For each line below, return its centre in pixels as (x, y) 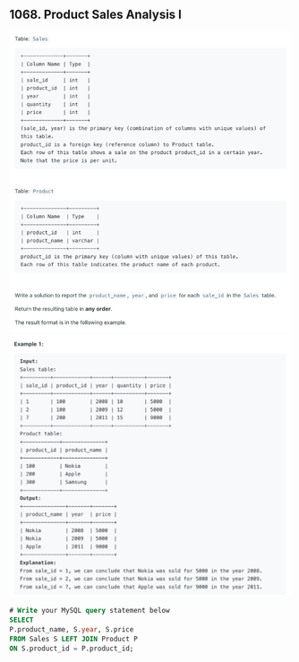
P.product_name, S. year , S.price (72, 629)
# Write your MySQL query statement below (90, 611)
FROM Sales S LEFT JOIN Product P (74, 639)
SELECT (21, 620)
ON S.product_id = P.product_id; (72, 649)
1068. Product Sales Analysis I (95, 15)
